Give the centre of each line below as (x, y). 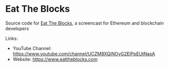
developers (17, 28)
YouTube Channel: (32, 48)
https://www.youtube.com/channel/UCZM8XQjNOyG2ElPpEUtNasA (84, 54)
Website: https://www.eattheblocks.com (55, 59)
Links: (12, 38)
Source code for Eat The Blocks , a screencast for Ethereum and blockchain (84, 23)
